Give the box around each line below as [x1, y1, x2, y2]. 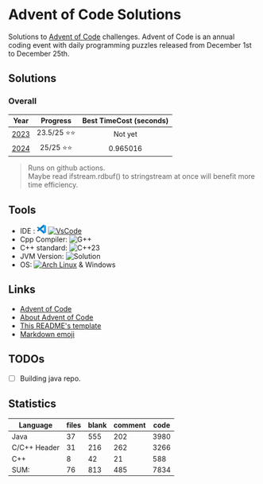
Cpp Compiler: [19, 234, 68, 244]
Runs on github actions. [27, 163, 106, 172]
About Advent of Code [19, 312, 94, 322]
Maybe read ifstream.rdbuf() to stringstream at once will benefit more [27, 172, 256, 181]
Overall [8, 95, 37, 106]
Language [18, 420, 53, 430]
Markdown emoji [19, 329, 75, 339]
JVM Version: [19, 251, 64, 261]
